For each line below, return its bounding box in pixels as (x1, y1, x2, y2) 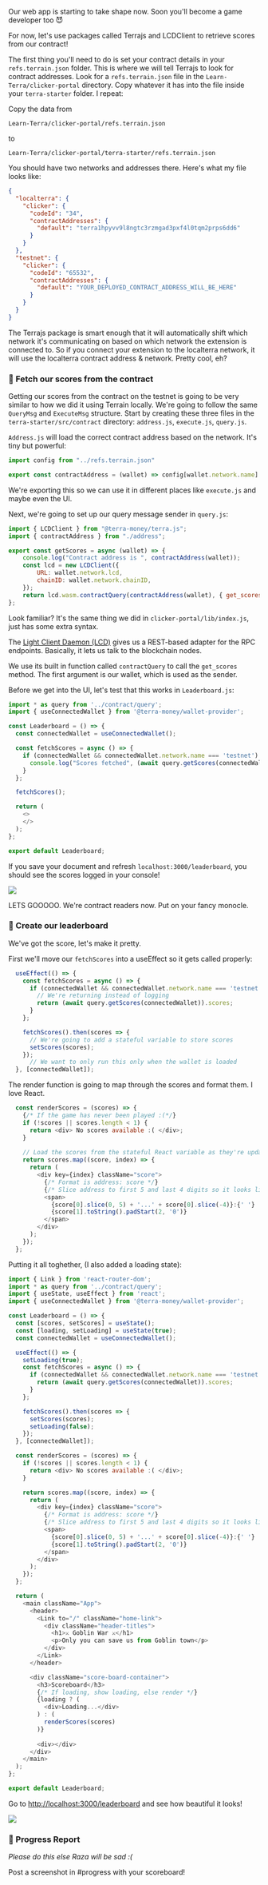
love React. (8, 1089, 45, 1098)
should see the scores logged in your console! (8, 870, 160, 879)
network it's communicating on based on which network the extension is (8, 336, 247, 346)
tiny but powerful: (8, 441, 66, 451)
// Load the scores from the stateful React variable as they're (22, 1149, 245, 1157)
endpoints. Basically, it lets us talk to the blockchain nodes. (8, 645, 202, 655)
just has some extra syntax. (8, 621, 99, 631)
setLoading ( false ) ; (29, 1422, 94, 1430)
